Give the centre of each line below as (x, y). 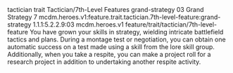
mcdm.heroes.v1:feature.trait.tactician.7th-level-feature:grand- (130, 17)
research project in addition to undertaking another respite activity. (104, 62)
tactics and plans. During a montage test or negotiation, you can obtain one (117, 39)
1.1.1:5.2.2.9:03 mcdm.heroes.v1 (78, 25)
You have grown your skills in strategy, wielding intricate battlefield (126, 32)
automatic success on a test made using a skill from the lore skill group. (111, 47)
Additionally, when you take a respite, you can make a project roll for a (109, 54)
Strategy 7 (22, 17)
